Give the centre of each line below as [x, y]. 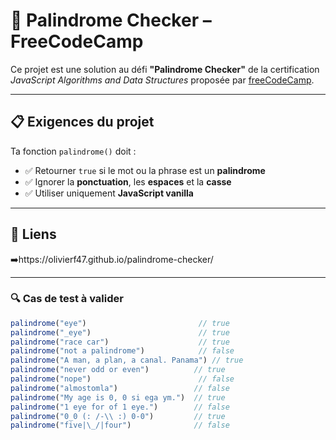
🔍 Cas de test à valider [67, 299]
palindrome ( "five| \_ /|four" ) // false [120, 425]
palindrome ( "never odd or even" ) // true [118, 370]
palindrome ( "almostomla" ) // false [120, 388]
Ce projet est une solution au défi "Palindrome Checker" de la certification [165, 69]
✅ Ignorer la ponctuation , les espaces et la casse [128, 181]
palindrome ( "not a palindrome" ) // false [122, 351]
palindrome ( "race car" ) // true [120, 342]
